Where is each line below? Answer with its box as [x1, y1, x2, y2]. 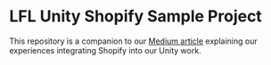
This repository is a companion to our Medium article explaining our [9, 36, 258, 46]
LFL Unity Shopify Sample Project [9, 6, 263, 27]
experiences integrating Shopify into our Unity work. [9, 45, 202, 55]
